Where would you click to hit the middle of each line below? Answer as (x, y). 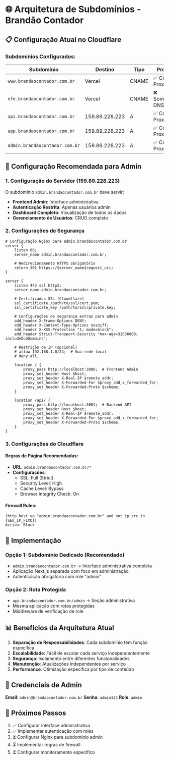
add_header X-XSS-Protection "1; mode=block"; (64, 330)
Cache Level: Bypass (42, 488)
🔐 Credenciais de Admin (44, 685)
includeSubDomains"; (27, 338)
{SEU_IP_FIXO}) (21, 521)
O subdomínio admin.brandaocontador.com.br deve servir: (65, 192)
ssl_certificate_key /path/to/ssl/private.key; (65, 307)
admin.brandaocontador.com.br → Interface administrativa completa (82, 566)
